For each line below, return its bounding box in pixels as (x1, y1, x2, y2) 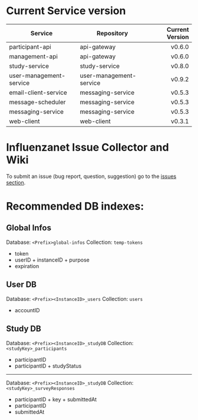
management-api (9, 52, 58, 60)
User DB (6, 280, 37, 290)
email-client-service (9, 88, 68, 97)
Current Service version (6, 4, 126, 18)
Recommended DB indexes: (6, 200, 144, 213)
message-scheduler (9, 98, 66, 106)
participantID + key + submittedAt (14, 396, 97, 403)
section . (6, 178, 26, 186)
